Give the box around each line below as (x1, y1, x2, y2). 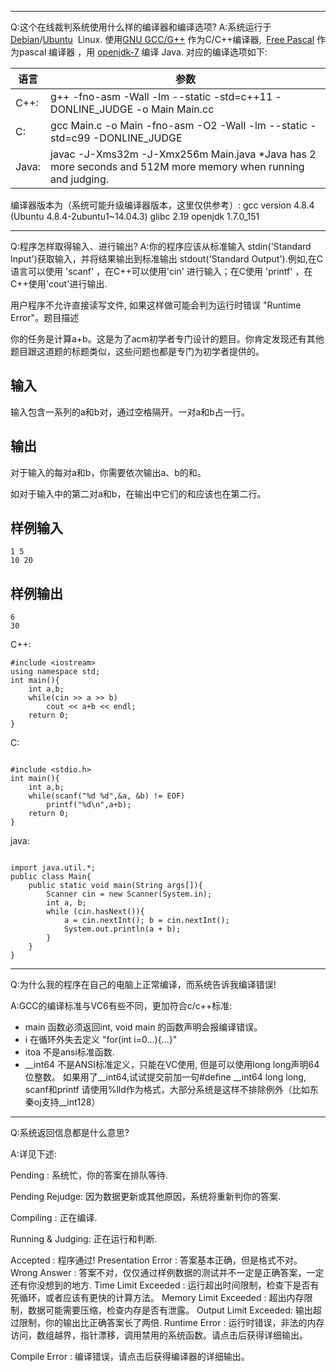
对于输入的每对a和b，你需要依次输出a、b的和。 (10, 466, 207, 478)
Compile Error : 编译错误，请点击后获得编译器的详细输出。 (10, 1351, 250, 1363)
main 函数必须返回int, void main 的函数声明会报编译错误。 (24, 1021, 263, 1033)
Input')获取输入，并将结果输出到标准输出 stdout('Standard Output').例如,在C (10, 253, 323, 265)
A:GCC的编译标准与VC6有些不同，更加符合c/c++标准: (10, 1000, 233, 1012)
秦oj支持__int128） (24, 1096, 101, 1108)
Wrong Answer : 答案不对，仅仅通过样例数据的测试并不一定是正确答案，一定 (10, 1267, 325, 1279)
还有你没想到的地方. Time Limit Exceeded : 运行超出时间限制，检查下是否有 (10, 1279, 320, 1291)
